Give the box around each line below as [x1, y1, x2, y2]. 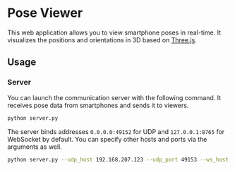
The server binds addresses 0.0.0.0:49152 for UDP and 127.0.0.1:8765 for [7, 127, 225, 135]
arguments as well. [7, 142, 62, 151]
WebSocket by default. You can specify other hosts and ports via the [7, 135, 207, 143]
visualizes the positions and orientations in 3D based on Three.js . [7, 35, 198, 44]
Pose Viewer [7, 5, 83, 21]
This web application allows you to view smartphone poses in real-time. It [7, 28, 221, 37]
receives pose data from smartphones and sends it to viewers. [7, 101, 189, 109]
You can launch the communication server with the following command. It [7, 93, 222, 102]
